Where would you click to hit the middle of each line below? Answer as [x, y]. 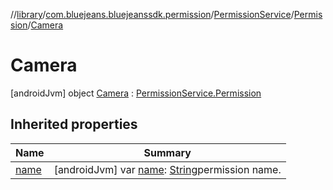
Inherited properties [74, 124]
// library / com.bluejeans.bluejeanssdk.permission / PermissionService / [152, 14]
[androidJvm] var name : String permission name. [167, 169]
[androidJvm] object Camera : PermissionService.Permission [136, 93]
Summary [167, 152]
